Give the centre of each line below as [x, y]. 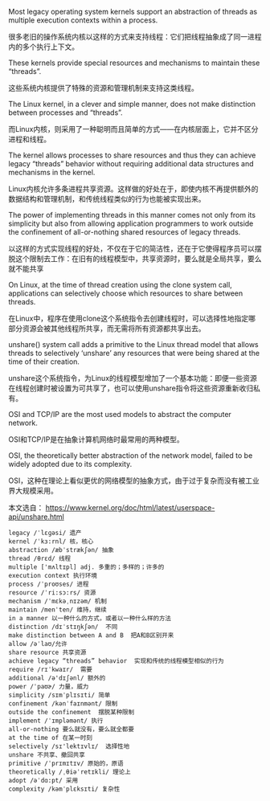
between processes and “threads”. [65, 112]
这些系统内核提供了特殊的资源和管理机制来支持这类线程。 [103, 88]
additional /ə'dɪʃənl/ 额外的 [57, 678]
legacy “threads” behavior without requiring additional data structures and [131, 163]
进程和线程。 [29, 139]
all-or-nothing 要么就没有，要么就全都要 [72, 729]
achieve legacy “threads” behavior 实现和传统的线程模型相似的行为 [116, 661]
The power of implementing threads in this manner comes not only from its [132, 215]
